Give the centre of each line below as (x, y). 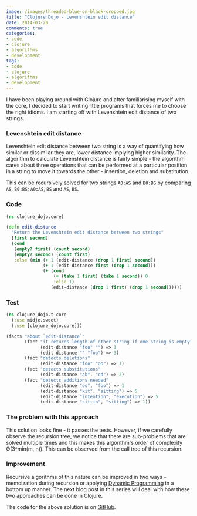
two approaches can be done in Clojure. (55, 495)
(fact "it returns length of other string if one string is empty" (108, 342)
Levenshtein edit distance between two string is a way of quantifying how (95, 146)
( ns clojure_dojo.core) (35, 216)
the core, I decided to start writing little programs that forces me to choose (96, 106)
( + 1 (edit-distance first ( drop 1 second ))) (100, 266)
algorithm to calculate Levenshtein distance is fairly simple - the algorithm (95, 159)
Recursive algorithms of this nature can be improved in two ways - (86, 477)
